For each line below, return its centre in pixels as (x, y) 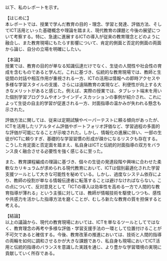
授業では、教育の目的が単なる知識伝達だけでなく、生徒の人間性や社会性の (81, 66)
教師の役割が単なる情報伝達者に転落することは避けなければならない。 (85, 180)
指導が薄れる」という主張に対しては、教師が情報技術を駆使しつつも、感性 (85, 193)
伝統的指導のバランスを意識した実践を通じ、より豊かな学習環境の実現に (88, 247)
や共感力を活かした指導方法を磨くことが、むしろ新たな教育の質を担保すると (83, 199)
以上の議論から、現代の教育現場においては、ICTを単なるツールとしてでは (80, 222)
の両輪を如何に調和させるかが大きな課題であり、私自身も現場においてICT (80, 241)
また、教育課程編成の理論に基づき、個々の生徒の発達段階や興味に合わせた (81, 162)
